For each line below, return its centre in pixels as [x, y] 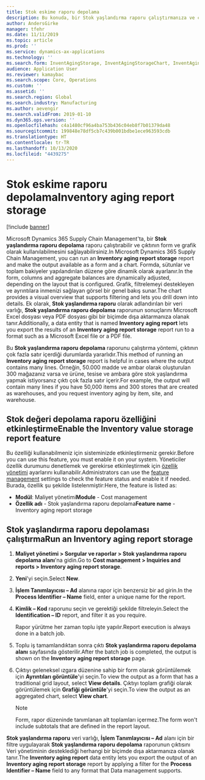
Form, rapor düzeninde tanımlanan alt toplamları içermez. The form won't [106, 720]
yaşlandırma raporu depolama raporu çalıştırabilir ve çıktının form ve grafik [101, 246]
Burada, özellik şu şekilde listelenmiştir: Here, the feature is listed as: [92, 486]
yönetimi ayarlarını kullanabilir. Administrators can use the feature [88, 472]
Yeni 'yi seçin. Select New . [47, 578]
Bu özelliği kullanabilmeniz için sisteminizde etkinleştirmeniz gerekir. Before [100, 453]
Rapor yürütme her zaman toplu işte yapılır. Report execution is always [103, 627]
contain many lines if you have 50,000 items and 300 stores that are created [102, 387]
